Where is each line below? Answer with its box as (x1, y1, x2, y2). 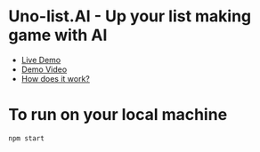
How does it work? (20, 73, 91, 84)
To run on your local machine (8, 105, 228, 125)
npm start (8, 133, 45, 143)
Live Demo (20, 54, 61, 65)
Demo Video (20, 64, 68, 75)
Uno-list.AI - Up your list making (8, 6, 252, 27)
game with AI (8, 25, 108, 45)
